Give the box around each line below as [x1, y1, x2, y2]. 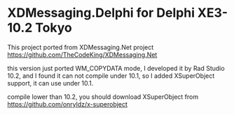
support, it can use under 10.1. [7, 79, 94, 87]
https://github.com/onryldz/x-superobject [7, 100, 128, 108]
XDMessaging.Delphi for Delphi [7, 5, 195, 21]
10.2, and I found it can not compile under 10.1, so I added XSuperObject [7, 72, 215, 80]
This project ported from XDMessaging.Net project [7, 43, 154, 51]
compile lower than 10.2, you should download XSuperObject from [7, 93, 198, 101]
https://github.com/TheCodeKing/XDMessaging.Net [7, 50, 158, 59]
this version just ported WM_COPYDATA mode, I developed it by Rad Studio [7, 64, 226, 72]
